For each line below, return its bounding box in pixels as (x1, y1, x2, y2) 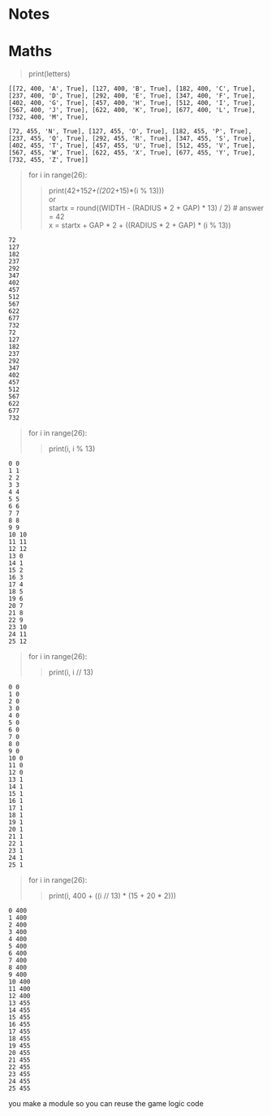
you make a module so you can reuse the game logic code (8, 1099, 204, 1109)
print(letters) (28, 69, 71, 79)
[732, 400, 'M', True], (8, 113, 89, 122)
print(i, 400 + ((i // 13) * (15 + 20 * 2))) (48, 891, 177, 901)
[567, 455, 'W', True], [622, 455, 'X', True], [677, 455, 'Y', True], (8, 149, 256, 157)
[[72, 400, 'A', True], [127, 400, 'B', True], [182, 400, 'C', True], (8, 85, 256, 93)
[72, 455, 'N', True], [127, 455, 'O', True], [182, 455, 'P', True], (8, 128, 252, 136)
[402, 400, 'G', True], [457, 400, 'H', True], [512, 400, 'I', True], (8, 99, 256, 107)
